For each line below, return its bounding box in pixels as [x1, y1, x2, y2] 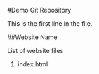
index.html [17, 60, 48, 68]
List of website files [7, 47, 64, 54]
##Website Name [7, 33, 58, 41]
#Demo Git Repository [7, 6, 72, 14]
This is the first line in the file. [7, 20, 93, 27]
